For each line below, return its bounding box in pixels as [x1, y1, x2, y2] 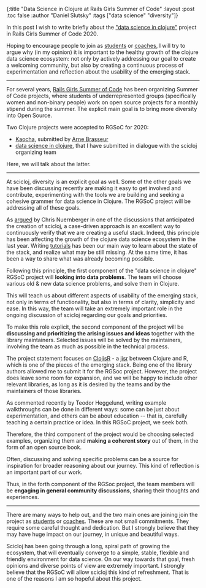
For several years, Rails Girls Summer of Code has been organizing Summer [6, 86, 198, 93]
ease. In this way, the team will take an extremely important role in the [6, 305, 183, 312]
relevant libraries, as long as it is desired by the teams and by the [6, 381, 170, 388]
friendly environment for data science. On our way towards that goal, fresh [6, 556, 195, 563]
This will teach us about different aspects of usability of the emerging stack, [6, 292, 198, 299]
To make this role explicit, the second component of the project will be [6, 323, 184, 330]
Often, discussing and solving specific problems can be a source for [6, 456, 179, 462]
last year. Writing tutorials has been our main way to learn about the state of [6, 242, 198, 249]
